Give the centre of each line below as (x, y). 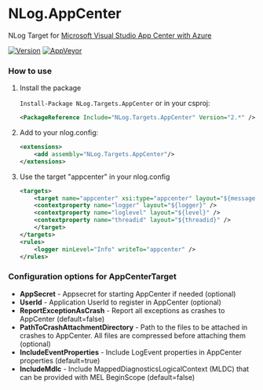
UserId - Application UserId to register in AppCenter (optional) (121, 302)
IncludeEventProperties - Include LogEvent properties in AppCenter (130, 352)
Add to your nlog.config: (59, 133)
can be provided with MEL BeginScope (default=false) (107, 377)
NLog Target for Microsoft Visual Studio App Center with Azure (110, 35)
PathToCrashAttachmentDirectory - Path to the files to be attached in (133, 327)
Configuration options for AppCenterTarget (92, 277)
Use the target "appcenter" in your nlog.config (95, 177)
